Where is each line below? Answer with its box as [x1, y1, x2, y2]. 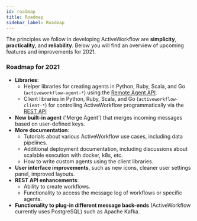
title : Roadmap [6, 14, 44, 20]
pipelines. [23, 139, 47, 146]
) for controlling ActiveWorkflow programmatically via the [44, 101, 185, 108]
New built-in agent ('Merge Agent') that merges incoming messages [14, 114, 183, 121]
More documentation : [14, 126, 70, 133]
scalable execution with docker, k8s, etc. [23, 151, 123, 159]
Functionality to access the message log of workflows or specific [23, 189, 182, 196]
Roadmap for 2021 [6, 63, 60, 71]
